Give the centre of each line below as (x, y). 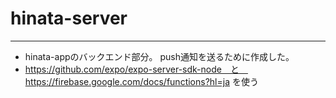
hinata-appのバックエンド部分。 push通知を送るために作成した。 (159, 56)
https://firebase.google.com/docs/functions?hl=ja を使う (141, 81)
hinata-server (69, 18)
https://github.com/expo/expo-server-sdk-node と (132, 69)
